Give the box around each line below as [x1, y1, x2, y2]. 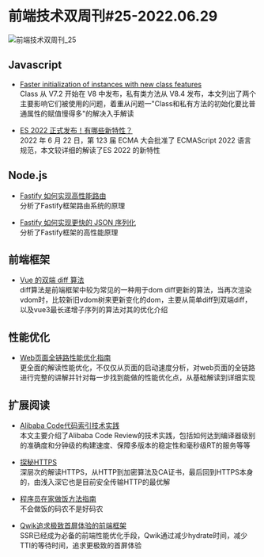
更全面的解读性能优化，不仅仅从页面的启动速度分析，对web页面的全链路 [19, 363, 255, 372]
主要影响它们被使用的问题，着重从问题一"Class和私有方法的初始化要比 [19, 98, 249, 108]
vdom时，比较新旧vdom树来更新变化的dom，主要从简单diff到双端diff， [19, 295, 252, 305]
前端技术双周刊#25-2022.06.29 [8, 7, 218, 25]
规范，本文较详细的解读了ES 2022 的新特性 [19, 145, 160, 155]
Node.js [8, 169, 48, 182]
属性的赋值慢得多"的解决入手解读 [26, 109, 134, 118]
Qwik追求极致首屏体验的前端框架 [19, 521, 127, 530]
